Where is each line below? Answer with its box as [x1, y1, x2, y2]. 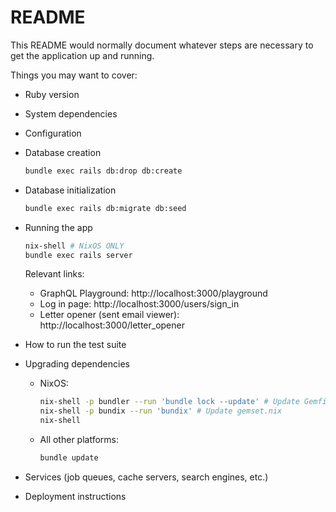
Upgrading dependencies [24, 358, 130, 370]
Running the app [24, 221, 93, 233]
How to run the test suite [24, 339, 127, 351]
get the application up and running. [10, 49, 155, 61]
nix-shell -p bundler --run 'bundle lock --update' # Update [39, 397, 300, 407]
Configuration [24, 127, 82, 139]
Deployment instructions [24, 490, 127, 502]
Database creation [24, 146, 102, 158]
